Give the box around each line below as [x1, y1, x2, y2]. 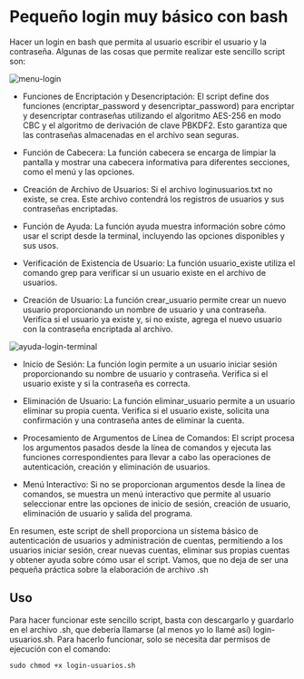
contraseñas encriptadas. [22, 202, 119, 214]
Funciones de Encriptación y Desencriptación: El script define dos [22, 91, 270, 102]
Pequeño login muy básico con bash [9, 6, 289, 27]
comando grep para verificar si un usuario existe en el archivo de [22, 267, 266, 278]
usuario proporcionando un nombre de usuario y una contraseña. [22, 304, 267, 315]
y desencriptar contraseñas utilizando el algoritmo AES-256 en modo [22, 110, 281, 121]
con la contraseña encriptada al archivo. [22, 323, 174, 334]
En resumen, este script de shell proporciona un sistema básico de [9, 525, 259, 536]
